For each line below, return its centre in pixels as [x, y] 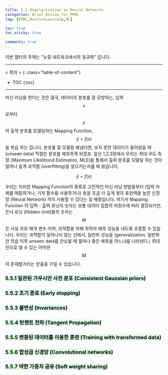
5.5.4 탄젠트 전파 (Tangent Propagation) [53, 322]
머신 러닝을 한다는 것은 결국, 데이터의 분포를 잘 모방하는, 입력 [64, 98]
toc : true [15, 28]
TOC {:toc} [23, 82]
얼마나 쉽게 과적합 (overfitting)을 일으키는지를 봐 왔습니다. [62, 166]
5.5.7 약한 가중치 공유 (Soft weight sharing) [56, 366]
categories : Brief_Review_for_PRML [42, 15]
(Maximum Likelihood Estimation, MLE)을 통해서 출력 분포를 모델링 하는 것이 [86, 160]
